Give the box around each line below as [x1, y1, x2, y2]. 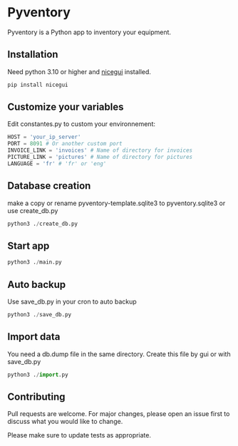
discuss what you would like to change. [7, 418, 123, 426]
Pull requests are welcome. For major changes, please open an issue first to [7, 410, 230, 418]
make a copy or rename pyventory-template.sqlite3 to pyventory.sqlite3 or [7, 199, 226, 207]
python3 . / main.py [7, 259, 62, 266]
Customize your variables [7, 101, 124, 113]
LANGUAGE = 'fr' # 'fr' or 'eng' [7, 160, 107, 167]
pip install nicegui [7, 81, 69, 88]
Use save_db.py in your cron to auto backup [7, 297, 137, 306]
